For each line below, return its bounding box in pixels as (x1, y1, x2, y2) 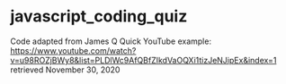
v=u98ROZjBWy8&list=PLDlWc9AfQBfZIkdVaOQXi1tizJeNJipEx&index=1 (10, 55, 277, 65)
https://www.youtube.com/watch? (10, 45, 137, 55)
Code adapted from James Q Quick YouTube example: (10, 36, 212, 46)
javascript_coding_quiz (10, 6, 188, 27)
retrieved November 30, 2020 (10, 64, 121, 75)
